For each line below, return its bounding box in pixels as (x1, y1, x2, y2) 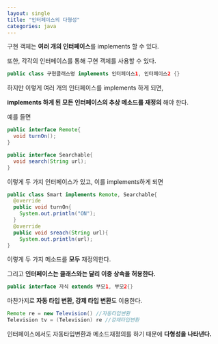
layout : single (7, 10, 51, 17)
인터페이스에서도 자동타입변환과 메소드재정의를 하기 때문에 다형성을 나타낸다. (7, 330, 212, 338)
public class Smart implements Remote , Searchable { (7, 191, 157, 198)
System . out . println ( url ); (19, 235, 94, 243)
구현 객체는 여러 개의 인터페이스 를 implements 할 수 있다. (7, 42, 159, 51)
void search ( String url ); (13, 158, 87, 165)
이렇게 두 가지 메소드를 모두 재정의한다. (7, 255, 111, 263)
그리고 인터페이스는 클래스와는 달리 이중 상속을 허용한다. (7, 269, 156, 278)
